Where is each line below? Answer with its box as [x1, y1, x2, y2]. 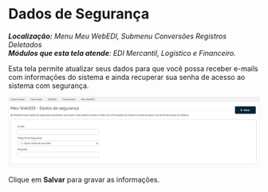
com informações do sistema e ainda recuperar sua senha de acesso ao [8, 72, 246, 82]
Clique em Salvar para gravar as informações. [8, 174, 160, 184]
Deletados [8, 39, 42, 49]
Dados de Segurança [8, 5, 150, 23]
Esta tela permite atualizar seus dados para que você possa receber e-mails [8, 63, 258, 73]
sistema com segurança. [8, 81, 89, 90]
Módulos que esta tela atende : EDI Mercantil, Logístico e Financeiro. [8, 48, 237, 58]
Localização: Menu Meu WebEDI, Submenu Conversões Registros [8, 31, 227, 41]
